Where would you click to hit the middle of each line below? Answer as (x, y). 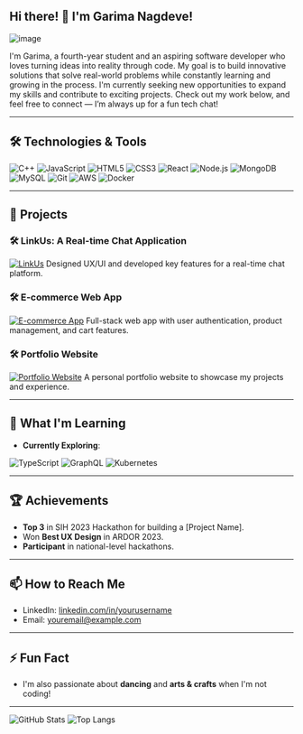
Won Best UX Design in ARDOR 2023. (93, 536)
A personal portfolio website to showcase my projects (184, 376)
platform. (26, 274)
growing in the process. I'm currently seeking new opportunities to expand (148, 84)
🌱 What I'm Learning (68, 424)
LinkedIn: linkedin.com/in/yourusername (97, 610)
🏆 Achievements (59, 501)
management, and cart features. (69, 330)
